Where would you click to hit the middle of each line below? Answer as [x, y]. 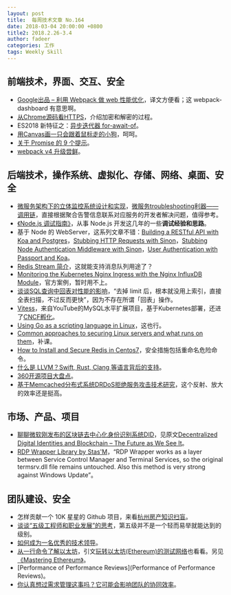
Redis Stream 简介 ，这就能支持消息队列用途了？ [85, 266]
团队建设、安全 [39, 499]
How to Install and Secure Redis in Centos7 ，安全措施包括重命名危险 [114, 350]
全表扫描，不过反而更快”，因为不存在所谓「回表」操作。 [97, 299]
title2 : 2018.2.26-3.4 [40, 33]
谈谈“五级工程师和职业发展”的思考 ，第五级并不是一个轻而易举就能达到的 [119, 525]
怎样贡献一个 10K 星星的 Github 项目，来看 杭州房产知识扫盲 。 [104, 517]
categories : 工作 [31, 46]
